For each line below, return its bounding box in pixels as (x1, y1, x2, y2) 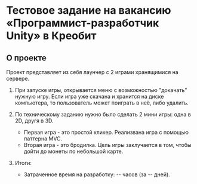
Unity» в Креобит (6, 29, 97, 42)
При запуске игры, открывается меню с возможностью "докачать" (14, 87, 187, 93)
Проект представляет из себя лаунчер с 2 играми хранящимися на (6, 69, 179, 75)
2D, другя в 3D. (14, 117, 54, 124)
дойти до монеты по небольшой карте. (23, 148, 124, 155)
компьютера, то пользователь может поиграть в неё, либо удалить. (14, 99, 189, 106)
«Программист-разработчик (6, 16, 159, 30)
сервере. (6, 75, 30, 82)
